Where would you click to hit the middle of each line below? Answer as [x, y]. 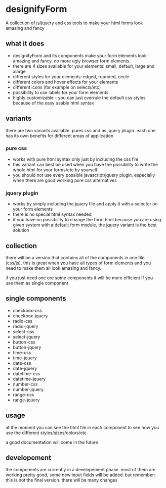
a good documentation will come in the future [52, 442]
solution [21, 230]
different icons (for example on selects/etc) [57, 87]
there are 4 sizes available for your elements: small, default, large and [83, 66]
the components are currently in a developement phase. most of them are [81, 470]
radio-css [22, 321]
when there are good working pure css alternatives [65, 180]
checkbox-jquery [30, 316]
